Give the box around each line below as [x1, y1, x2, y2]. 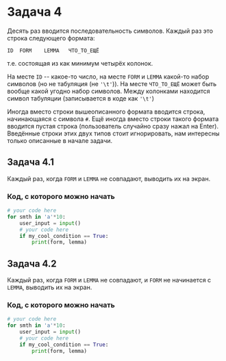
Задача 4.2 [7, 258, 57, 269]
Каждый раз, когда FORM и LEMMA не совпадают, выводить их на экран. [7, 174, 211, 183]
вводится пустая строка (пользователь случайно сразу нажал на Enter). [7, 122, 219, 130]
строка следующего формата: [7, 34, 95, 42]
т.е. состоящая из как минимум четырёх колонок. [7, 59, 153, 67]
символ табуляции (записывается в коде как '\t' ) [7, 94, 155, 103]
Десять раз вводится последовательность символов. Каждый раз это [7, 27, 214, 35]
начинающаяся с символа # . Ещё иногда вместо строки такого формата [7, 114, 219, 123]
